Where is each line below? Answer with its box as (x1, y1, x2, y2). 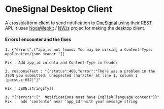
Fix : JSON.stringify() (5, 86, 54, 91)
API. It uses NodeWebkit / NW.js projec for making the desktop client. (5, 25, 145, 31)
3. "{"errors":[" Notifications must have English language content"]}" (5, 95, 160, 100)
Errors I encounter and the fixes (5, 36, 71, 42)
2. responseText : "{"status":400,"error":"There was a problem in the (5, 69, 155, 74)
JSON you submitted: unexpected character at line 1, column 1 (5, 73, 138, 78)
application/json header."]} (5, 52, 65, 57)
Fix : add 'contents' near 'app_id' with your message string (5, 99, 138, 104)
